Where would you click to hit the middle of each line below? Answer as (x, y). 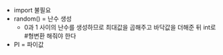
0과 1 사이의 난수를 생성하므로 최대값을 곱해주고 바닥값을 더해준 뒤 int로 (120, 27)
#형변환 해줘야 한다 (50, 36)
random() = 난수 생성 (43, 19)
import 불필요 (32, 10)
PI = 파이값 (29, 44)
